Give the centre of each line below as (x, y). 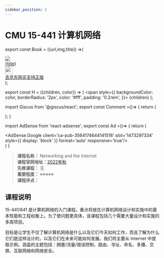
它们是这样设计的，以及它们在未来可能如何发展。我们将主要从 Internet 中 (79, 238)
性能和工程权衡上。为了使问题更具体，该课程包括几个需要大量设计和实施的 (84, 216)
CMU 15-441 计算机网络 (53, 35)
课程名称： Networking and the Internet (57, 156)
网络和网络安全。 (39, 251)
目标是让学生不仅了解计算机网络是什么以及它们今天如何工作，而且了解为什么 (82, 233)
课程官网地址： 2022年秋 (42, 162)
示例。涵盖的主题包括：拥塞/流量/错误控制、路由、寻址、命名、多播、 (80, 245)
